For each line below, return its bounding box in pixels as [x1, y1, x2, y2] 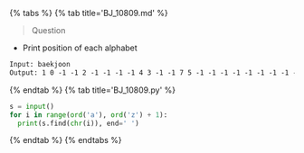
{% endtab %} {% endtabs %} [9, 135, 122, 146]
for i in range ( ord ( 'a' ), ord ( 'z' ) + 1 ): [9, 110, 168, 120]
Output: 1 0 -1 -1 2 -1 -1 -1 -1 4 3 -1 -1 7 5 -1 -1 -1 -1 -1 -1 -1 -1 [9, 67, 290, 77]
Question [31, 25, 66, 35]
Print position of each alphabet [22, 42, 138, 53]
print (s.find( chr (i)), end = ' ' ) [17, 119, 140, 128]
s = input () [9, 102, 54, 111]
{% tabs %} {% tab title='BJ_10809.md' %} [9, 8, 169, 18]
